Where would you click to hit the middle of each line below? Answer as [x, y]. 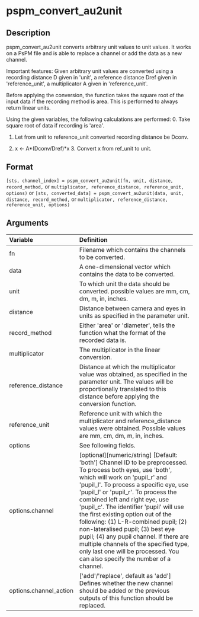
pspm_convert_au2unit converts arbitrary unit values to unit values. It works [99, 47]
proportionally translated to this [123, 389]
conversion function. [108, 404]
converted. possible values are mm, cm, [134, 291]
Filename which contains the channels [132, 250]
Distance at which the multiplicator [127, 367]
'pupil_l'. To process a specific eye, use [134, 484]
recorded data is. [103, 340]
